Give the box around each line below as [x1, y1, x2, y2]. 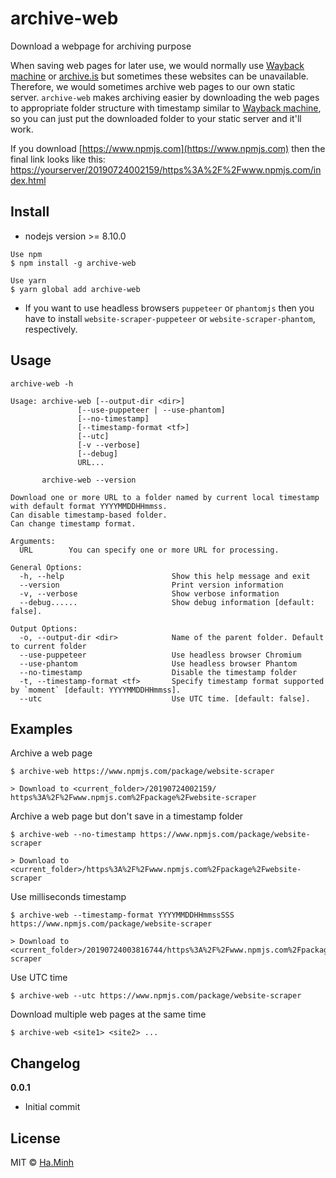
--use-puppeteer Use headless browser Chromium [19, 650, 302, 660]
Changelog [10, 1055, 81, 1072]
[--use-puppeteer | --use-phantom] [77, 405, 226, 415]
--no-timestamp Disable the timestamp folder [19, 667, 298, 677]
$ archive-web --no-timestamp [10, 830, 137, 840]
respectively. [24, 323, 78, 335]
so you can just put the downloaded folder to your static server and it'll [10, 112, 302, 124]
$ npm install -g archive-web [10, 258, 137, 268]
